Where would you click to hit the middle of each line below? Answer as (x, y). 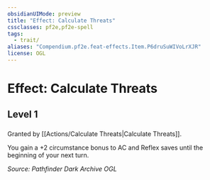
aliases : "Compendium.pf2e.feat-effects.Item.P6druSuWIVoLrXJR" (104, 47)
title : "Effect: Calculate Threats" (61, 21)
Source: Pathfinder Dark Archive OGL (62, 169)
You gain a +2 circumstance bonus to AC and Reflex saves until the (105, 148)
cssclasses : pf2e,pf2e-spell (50, 27)
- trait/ (27, 40)
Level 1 (23, 114)
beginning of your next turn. (48, 155)
